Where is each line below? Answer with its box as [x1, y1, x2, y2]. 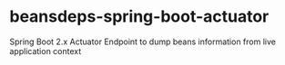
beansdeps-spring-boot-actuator [9, 6, 270, 27]
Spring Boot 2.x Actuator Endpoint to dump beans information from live [9, 36, 276, 47]
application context [9, 45, 82, 56]
